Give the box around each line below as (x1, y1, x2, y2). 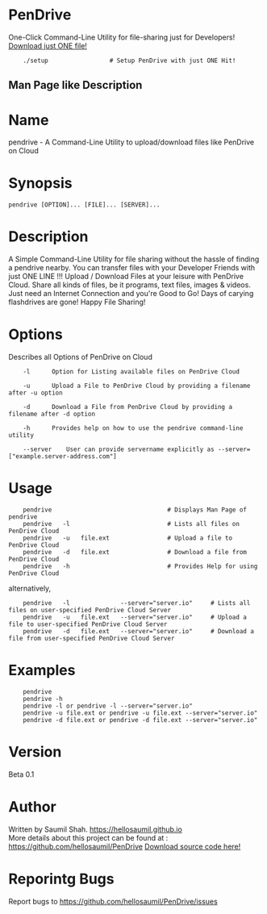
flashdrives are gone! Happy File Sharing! (8, 297, 146, 307)
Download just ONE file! (8, 40, 87, 50)
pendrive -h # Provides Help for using (23, 562, 258, 570)
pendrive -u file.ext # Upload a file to (23, 534, 232, 542)
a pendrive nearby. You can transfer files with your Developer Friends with (8, 263, 256, 273)
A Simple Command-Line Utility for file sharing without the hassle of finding (8, 254, 260, 264)
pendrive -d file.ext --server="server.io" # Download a (23, 628, 254, 636)
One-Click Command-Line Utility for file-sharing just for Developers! (8, 32, 236, 42)
